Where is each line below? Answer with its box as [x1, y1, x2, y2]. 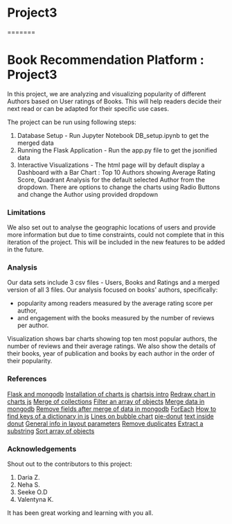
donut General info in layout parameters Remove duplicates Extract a [7, 419, 204, 428]
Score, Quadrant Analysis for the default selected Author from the [17, 175, 206, 184]
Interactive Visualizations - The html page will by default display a [17, 161, 205, 169]
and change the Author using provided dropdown [17, 190, 158, 198]
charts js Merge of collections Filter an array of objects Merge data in [7, 397, 205, 405]
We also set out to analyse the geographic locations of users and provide [7, 223, 216, 232]
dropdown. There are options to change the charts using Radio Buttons [17, 182, 220, 191]
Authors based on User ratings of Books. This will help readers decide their [7, 97, 222, 105]
